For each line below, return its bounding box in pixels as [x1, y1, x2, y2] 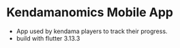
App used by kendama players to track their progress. [16, 27, 168, 35]
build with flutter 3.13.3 [16, 34, 80, 42]
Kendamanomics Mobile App [6, 5, 173, 20]
